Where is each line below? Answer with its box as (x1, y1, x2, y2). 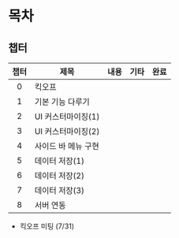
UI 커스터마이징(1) (34, 111, 100, 122)
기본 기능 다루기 (34, 96, 91, 107)
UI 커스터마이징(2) (34, 126, 100, 136)
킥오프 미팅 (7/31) (19, 221, 75, 231)
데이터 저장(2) (34, 170, 85, 181)
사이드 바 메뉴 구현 (34, 141, 100, 151)
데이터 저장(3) (34, 185, 85, 195)
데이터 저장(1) (34, 155, 85, 166)
